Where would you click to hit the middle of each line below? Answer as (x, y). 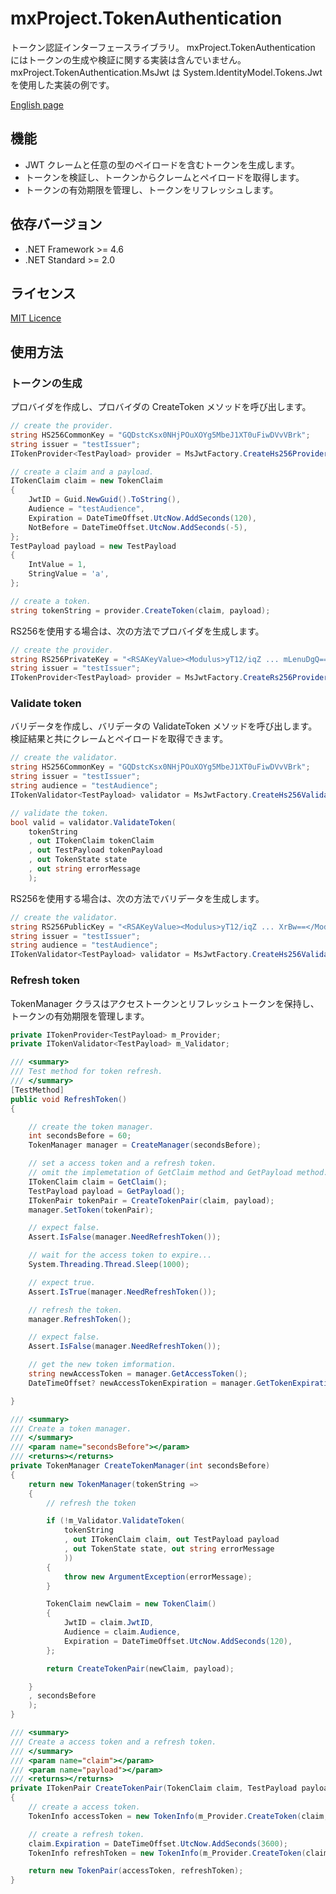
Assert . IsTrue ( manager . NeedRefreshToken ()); (122, 1292)
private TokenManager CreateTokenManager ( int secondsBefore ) (140, 1466)
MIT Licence (36, 318)
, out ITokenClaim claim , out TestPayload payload (171, 1540)
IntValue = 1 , (57, 565)
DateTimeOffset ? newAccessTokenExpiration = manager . (142, 1383)
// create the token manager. (91, 1127)
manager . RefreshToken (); (80, 1319)
